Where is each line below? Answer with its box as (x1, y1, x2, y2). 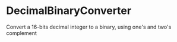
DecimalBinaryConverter (6, 4, 132, 17)
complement (6, 29, 37, 36)
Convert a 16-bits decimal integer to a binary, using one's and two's (6, 23, 172, 30)
